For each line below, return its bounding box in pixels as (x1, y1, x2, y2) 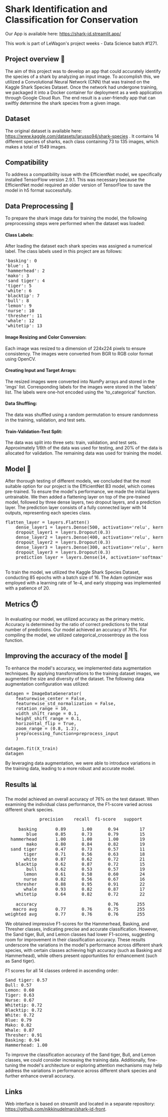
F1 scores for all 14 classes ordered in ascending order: (5, 967, 119, 973)
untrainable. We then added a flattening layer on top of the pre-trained (5, 494, 150, 500)
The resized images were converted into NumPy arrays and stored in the (5, 378, 155, 384)
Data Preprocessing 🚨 (5, 201, 74, 210)
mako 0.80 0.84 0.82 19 (26, 841, 145, 847)
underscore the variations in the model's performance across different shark (5, 942, 163, 948)
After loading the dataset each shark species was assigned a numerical (5, 243, 152, 249)
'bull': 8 (5, 298, 29, 303)
